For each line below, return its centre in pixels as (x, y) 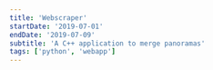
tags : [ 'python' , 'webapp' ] (63, 52)
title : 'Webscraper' (49, 18)
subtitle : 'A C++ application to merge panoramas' (107, 43)
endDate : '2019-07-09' (52, 35)
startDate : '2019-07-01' (56, 26)
